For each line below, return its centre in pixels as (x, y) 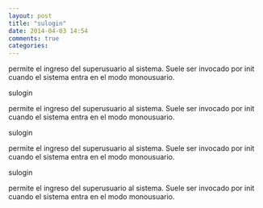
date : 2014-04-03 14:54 (48, 31)
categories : (28, 46)
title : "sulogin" (38, 23)
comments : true (34, 38)
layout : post (30, 16)
